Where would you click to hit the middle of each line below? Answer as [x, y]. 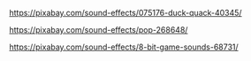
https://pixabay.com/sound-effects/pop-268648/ [99, 30]
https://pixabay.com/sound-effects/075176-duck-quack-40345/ [125, 13]
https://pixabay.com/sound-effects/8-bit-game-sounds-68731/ [124, 47]
